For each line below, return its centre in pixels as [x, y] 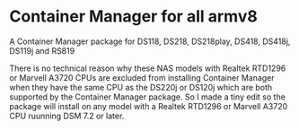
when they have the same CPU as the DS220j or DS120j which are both [141, 87]
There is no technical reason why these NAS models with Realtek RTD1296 [148, 68]
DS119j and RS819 [42, 50]
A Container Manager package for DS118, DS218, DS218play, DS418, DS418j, [150, 41]
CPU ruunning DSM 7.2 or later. [67, 116]
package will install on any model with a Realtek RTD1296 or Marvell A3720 [149, 106]
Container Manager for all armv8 [133, 17]
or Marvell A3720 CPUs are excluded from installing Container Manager [142, 77]
